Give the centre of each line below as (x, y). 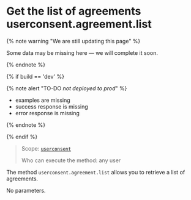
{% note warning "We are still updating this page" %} (73, 41)
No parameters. (26, 190)
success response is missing (52, 106)
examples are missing (43, 100)
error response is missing (47, 113)
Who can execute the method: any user (71, 160)
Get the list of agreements (74, 11)
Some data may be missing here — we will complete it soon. (82, 52)
